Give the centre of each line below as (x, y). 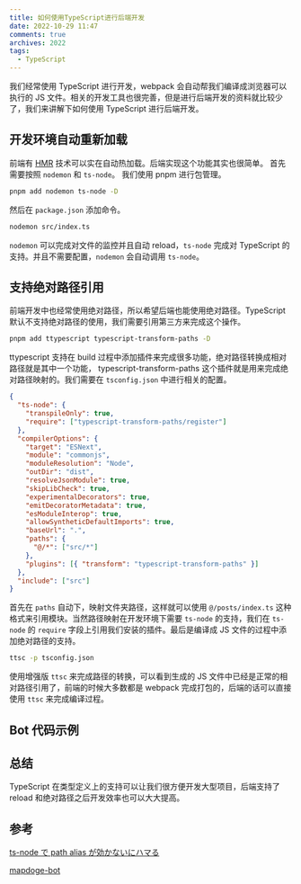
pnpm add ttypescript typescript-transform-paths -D (110, 339)
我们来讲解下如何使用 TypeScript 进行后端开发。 (114, 108)
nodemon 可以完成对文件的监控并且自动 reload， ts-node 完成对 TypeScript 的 (150, 245)
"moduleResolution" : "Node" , (80, 464)
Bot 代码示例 (44, 730)
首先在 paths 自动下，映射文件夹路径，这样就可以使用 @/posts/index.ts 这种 (150, 607)
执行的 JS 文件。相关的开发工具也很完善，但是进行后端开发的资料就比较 (142, 97)
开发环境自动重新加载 (68, 140)
